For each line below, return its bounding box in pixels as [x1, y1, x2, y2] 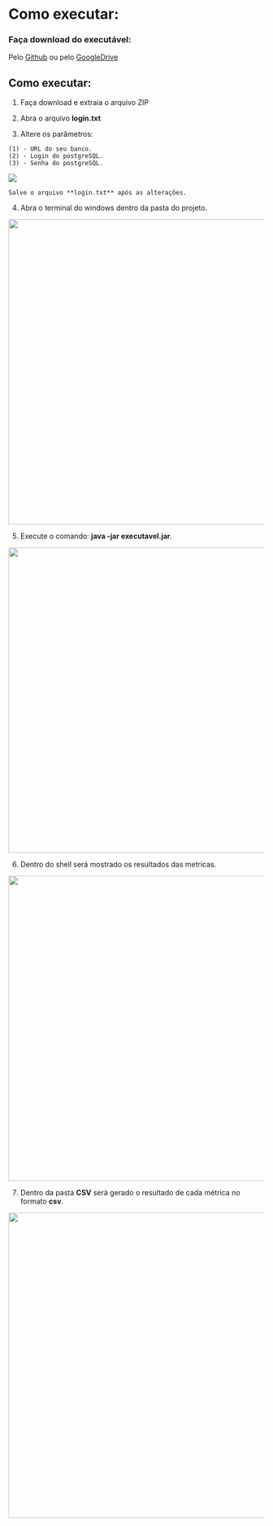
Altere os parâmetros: [19, 129, 93, 139]
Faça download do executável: [8, 34, 132, 46]
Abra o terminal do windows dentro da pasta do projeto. [19, 203, 208, 213]
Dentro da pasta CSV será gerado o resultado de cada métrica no [19, 1188, 241, 1198]
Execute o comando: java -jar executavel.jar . [19, 531, 173, 542]
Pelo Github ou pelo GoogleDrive [8, 52, 119, 62]
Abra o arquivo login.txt [19, 113, 102, 123]
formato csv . [19, 1196, 63, 1206]
